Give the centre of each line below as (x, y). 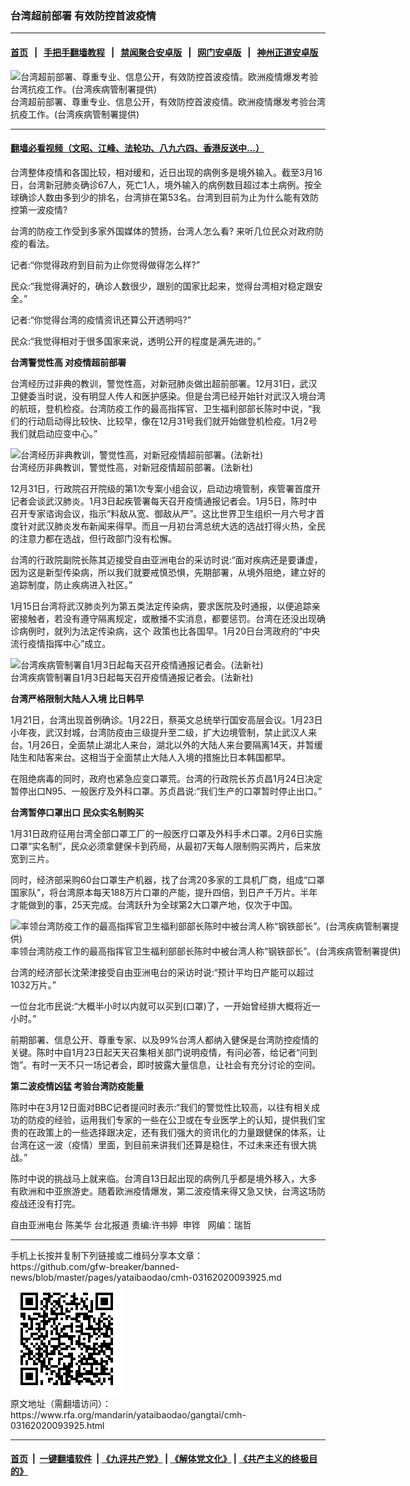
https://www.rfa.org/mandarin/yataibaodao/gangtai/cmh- (128, 1414)
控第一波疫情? (39, 209)
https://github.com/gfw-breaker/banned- (95, 1266)
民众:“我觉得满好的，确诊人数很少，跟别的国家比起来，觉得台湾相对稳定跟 (162, 286)
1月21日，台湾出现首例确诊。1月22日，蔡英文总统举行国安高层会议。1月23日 (166, 719)
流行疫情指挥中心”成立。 (61, 643)
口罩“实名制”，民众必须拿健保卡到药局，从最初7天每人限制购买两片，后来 (161, 846)
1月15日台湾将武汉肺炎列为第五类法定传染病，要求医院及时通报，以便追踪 (161, 606)
